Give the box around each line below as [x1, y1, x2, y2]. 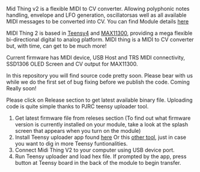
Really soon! [6, 85, 37, 92]
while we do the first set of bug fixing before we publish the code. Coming [6, 78, 190, 85]
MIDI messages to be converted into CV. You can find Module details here [6, 18, 189, 25]
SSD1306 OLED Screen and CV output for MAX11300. [6, 60, 138, 67]
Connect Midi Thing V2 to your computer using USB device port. [14, 147, 175, 153]
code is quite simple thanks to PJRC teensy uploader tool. [6, 103, 149, 110]
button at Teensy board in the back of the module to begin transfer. [14, 159, 181, 166]
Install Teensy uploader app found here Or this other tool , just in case [14, 134, 186, 141]
